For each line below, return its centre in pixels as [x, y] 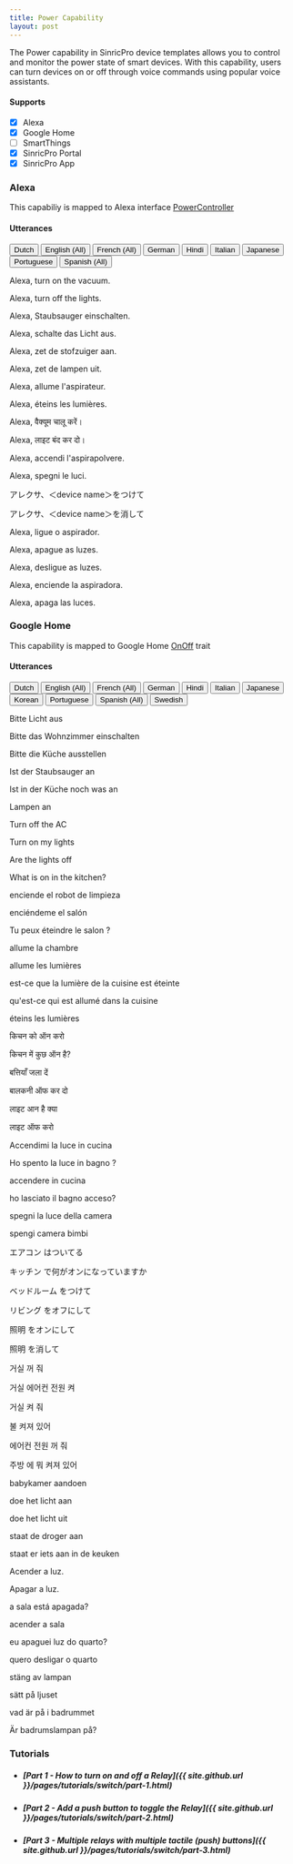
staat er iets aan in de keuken [65, 1554]
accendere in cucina [48, 1180]
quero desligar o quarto [54, 1660]
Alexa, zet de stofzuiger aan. [63, 350]
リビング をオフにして [51, 1311]
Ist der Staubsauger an [52, 772]
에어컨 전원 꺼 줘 [39, 1446]
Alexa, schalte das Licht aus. [63, 333]
